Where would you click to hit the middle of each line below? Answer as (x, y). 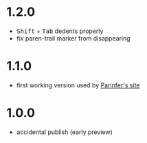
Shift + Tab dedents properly (60, 31)
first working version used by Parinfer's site (78, 85)
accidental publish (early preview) (64, 132)
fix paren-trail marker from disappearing (73, 38)
